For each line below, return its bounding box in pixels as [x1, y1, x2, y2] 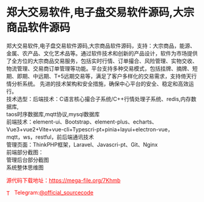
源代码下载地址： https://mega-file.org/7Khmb [6, 176, 121, 184]
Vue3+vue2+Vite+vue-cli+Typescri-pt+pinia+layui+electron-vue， [6, 125, 173, 133]
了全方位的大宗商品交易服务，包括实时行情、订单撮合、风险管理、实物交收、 [6, 57, 198, 64]
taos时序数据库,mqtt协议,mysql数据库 [6, 110, 100, 117]
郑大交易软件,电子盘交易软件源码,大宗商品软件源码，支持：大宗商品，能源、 [6, 42, 196, 49]
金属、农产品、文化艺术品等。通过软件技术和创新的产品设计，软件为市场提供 [6, 49, 198, 57]
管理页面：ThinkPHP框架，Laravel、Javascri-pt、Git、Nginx [6, 141, 158, 148]
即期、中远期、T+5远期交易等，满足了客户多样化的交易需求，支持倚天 [16, 72, 192, 80]
